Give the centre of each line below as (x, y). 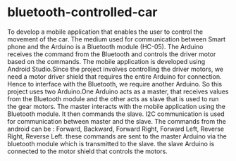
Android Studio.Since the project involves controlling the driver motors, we (116, 69)
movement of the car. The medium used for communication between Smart (117, 39)
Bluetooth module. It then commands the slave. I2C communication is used (116, 114)
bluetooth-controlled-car (82, 12)
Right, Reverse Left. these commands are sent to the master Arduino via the (117, 136)
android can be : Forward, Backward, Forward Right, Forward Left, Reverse (116, 129)
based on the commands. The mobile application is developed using (106, 61)
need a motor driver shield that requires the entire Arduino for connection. (114, 76)
